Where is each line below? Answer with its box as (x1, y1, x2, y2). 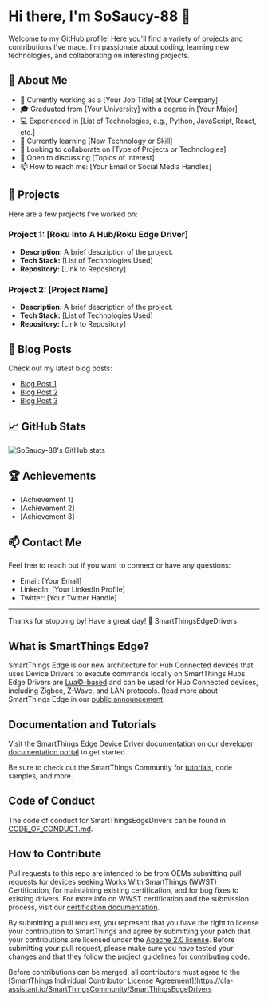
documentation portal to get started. (8, 747, 128, 757)
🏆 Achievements (8, 469, 97, 483)
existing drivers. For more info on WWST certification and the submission (8, 893, 250, 903)
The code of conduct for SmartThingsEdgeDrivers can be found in (8, 815, 226, 825)
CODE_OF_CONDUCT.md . (8, 824, 93, 834)
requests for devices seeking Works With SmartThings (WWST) (8, 877, 218, 886)
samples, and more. (8, 771, 73, 781)
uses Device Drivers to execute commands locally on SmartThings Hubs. (8, 669, 247, 679)
